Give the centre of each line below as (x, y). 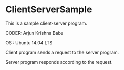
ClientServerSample (49, 9)
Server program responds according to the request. (59, 62)
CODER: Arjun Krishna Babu (34, 33)
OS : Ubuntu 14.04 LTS (29, 43)
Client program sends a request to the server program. (62, 52)
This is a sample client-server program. (46, 23)
